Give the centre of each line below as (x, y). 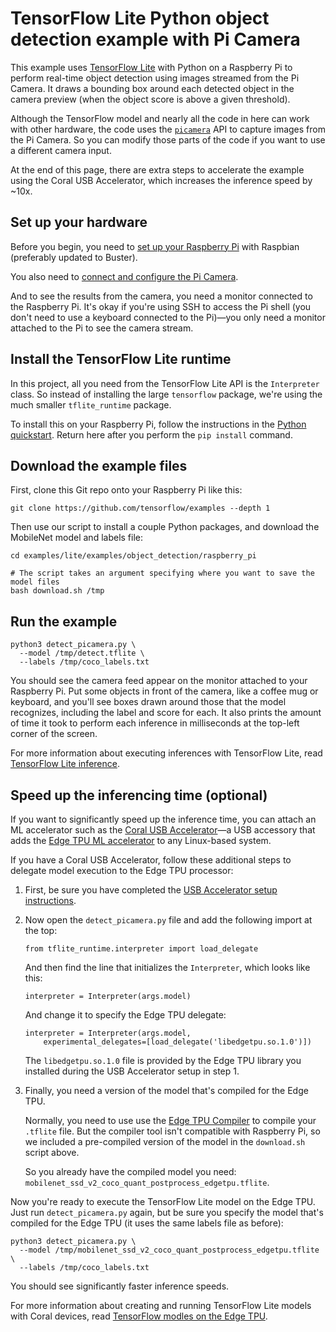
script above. (52, 1152)
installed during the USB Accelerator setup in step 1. (132, 1071)
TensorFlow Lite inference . (65, 764)
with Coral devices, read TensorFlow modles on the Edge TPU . (139, 1316)
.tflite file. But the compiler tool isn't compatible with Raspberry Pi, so (172, 1131)
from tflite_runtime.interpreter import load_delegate (141, 949)
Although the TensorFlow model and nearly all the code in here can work (160, 118)
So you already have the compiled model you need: (130, 1171)
